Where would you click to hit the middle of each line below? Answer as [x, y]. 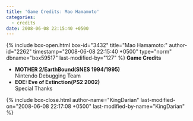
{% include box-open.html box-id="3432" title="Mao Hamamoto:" [87, 45]
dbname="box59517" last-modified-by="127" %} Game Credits [84, 58]
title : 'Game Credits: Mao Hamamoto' [53, 12]
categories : [21, 17]
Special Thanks [34, 89]
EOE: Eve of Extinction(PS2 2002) [57, 82]
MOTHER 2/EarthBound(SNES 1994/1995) [67, 70]
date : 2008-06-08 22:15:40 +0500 [48, 28]
